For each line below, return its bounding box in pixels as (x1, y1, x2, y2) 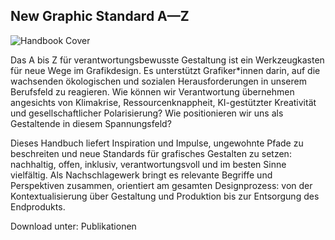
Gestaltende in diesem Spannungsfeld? (10, 117, 172, 129)
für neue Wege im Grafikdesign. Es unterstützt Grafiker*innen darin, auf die (10, 64, 321, 76)
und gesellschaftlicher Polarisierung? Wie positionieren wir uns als (10, 107, 284, 119)
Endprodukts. (10, 200, 66, 213)
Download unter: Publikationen (10, 220, 137, 232)
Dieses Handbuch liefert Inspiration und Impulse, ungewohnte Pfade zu (10, 137, 304, 149)
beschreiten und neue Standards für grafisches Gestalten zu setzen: (10, 147, 292, 159)
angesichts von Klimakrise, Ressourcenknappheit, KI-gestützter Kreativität (10, 96, 317, 108)
